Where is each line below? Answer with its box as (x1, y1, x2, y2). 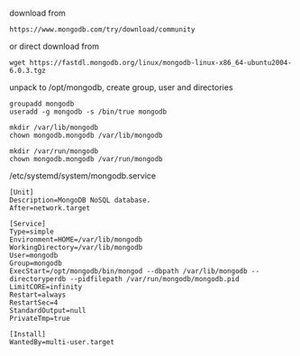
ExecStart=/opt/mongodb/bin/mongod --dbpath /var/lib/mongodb (9, 267, 248, 276)
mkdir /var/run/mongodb (9, 147, 99, 156)
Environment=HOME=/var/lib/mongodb (9, 235, 143, 244)
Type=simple (9, 227, 54, 236)
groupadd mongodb (9, 99, 75, 108)
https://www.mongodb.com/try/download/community (9, 25, 195, 34)
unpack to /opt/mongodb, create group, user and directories (9, 82, 233, 93)
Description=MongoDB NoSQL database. (9, 196, 151, 205)
